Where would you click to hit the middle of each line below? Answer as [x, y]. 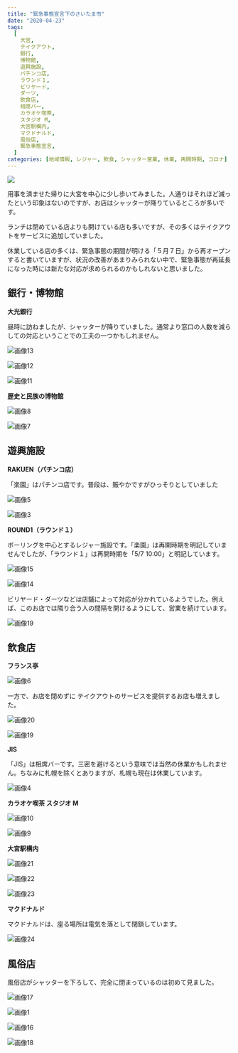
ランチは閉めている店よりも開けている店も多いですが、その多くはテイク [113, 226]
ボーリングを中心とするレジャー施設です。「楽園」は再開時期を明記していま [117, 545]
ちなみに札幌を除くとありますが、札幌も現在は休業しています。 [113, 773]
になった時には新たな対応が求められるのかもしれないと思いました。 [107, 268]
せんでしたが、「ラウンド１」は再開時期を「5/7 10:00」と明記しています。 [115, 554]
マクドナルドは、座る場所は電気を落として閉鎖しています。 [94, 924]
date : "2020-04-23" [36, 21]
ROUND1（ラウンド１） [42, 530]
